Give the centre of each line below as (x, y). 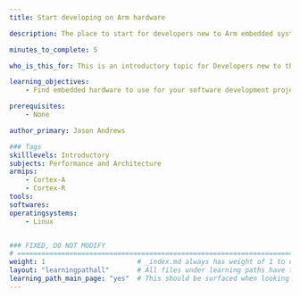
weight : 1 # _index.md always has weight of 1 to (147, 262)
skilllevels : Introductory (59, 155)
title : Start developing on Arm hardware (87, 17)
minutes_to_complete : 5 (54, 50)
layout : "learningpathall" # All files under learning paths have (147, 270)
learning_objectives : (50, 82)
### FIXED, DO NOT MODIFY (57, 245)
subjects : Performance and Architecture (86, 163)
